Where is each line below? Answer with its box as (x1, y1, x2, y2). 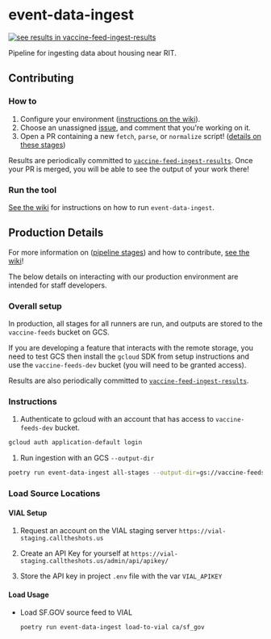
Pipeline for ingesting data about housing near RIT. (8, 48, 177, 57)
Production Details (8, 226, 104, 240)
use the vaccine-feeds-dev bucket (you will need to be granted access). (8, 360, 247, 370)
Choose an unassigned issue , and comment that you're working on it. (19, 123, 252, 132)
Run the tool (8, 184, 57, 195)
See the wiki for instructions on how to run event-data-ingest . (8, 202, 215, 212)
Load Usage (8, 590, 50, 599)
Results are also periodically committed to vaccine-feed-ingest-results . (8, 376, 249, 385)
